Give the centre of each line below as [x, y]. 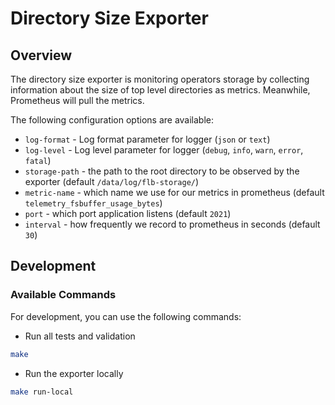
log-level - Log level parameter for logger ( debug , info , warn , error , [164, 150]
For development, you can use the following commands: [126, 316]
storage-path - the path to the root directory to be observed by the [162, 171]
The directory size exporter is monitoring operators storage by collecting [160, 79]
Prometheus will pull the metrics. [77, 100]
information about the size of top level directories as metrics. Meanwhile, [160, 90]
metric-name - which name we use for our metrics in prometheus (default [174, 192]
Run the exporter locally [74, 373]
